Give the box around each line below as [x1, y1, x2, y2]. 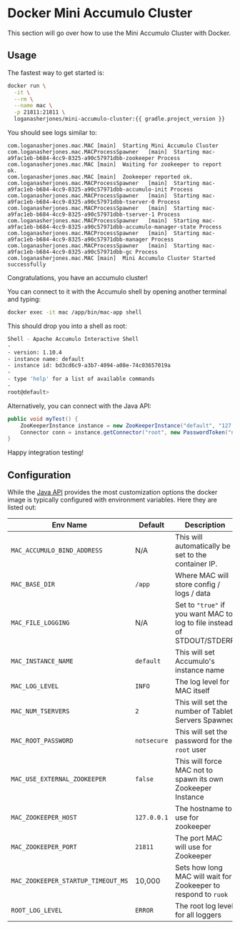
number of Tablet [174, 706, 234, 716]
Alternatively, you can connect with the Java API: [7, 402, 152, 410]
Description [184, 520, 226, 530]
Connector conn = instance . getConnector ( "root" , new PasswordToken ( [20, 429, 229, 436]
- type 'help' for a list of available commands [7, 375, 155, 383]
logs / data [174, 588, 211, 598]
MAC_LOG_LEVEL [11, 682, 59, 690]
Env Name [51, 520, 88, 530]
